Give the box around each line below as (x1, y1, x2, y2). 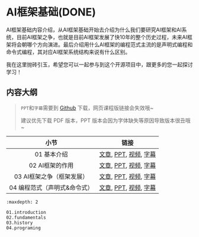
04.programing (6, 225, 41, 231)
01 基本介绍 (34, 150, 68, 158)
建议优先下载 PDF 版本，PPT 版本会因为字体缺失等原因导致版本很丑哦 (20, 117, 191, 124)
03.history (6, 220, 33, 226)
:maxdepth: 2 (6, 199, 38, 205)
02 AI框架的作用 (28, 161, 74, 169)
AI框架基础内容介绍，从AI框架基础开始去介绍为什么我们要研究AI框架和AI (6, 26, 182, 33)
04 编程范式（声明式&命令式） (9, 183, 94, 191)
